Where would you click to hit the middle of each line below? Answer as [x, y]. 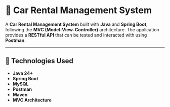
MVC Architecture [32, 100]
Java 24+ [23, 73]
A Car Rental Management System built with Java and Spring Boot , [76, 24]
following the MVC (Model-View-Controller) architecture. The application [82, 29]
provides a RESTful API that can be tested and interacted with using [76, 35]
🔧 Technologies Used [39, 61]
